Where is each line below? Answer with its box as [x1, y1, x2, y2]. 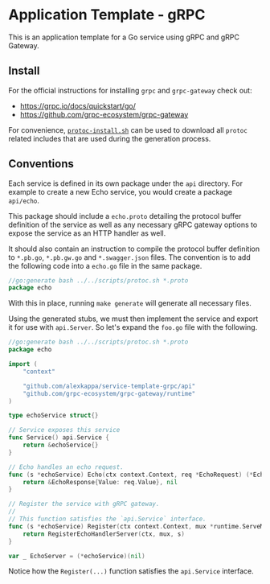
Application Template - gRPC [8, 6, 206, 24]
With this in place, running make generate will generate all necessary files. [8, 298, 252, 308]
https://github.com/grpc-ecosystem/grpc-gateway [19, 109, 189, 119]
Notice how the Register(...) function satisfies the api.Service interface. [8, 566, 255, 576]
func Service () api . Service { [8, 434, 110, 442]
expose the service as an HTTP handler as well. [8, 228, 166, 238]
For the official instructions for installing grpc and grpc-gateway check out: [8, 85, 252, 95]
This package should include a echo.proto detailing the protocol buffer [8, 211, 242, 220]
